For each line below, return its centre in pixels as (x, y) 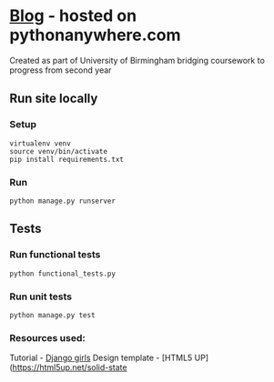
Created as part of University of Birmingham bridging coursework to (137, 60)
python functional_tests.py (63, 274)
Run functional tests (55, 255)
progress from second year (61, 70)
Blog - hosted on (73, 16)
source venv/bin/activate (58, 151)
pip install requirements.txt (67, 159)
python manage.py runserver (63, 201)
